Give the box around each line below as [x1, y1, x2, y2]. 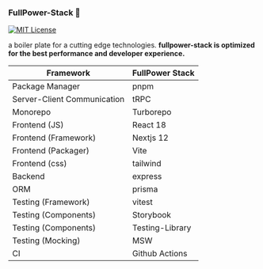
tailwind [131, 158, 162, 169]
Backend [12, 171, 45, 182]
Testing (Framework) [12, 197, 90, 208]
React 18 [131, 119, 166, 131]
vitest [131, 197, 153, 208]
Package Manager [12, 81, 81, 92]
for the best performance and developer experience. [8, 49, 185, 59]
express [131, 171, 162, 182]
